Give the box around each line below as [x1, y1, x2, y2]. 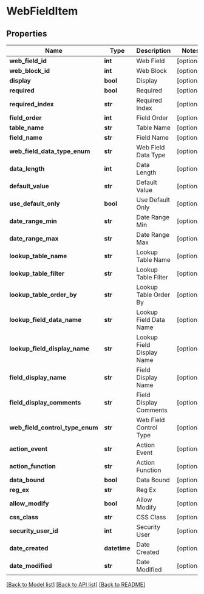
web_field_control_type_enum [9, 423, 98, 432]
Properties [6, 29, 47, 39]
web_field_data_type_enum [9, 147, 90, 155]
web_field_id [9, 56, 47, 65]
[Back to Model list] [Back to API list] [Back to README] [6, 581, 146, 588]
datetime [104, 544, 131, 552]
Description [136, 47, 171, 55]
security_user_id [9, 527, 59, 535]
